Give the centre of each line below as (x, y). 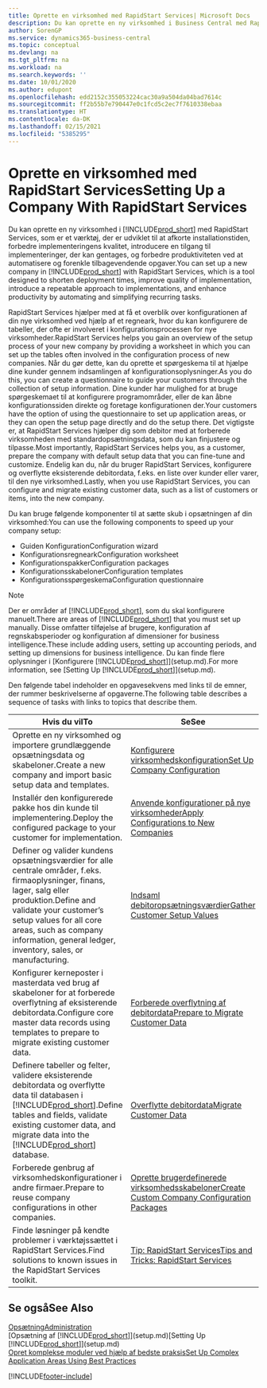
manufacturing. (41, 959)
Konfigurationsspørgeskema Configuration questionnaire (112, 579)
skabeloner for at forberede (64, 993)
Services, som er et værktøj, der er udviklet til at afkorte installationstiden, (129, 237)
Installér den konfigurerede (63, 798)
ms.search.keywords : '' (48, 75)
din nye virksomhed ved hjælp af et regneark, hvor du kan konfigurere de (128, 321)
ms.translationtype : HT (48, 112)
